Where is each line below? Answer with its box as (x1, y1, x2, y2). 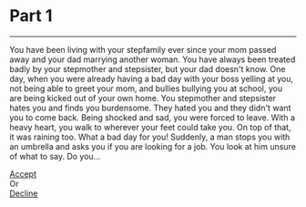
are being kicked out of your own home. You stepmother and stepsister (9, 92, 276, 103)
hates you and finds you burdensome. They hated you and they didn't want (9, 102, 291, 113)
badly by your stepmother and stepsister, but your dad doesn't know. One (9, 63, 286, 74)
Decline (9, 188, 38, 199)
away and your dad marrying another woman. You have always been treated (9, 54, 296, 65)
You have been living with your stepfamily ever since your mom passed (9, 44, 277, 55)
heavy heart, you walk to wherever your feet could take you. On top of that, (9, 121, 291, 132)
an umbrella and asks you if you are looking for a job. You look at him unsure (9, 140, 296, 151)
